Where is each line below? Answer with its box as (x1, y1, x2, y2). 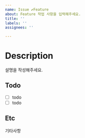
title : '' (5, 16, 25, 21)
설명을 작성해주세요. (5, 67, 43, 73)
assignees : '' (5, 25, 34, 30)
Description (5, 51, 53, 61)
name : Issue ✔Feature (5, 7, 49, 12)
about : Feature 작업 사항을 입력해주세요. (5, 12, 81, 17)
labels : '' (5, 20, 27, 26)
